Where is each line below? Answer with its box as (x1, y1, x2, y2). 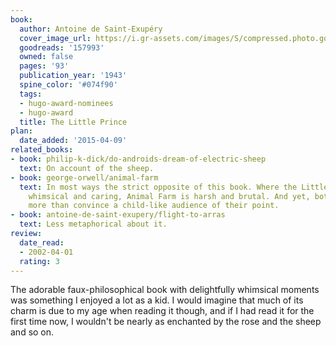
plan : (10, 126, 33, 136)
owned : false (19, 52, 74, 62)
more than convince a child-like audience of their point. (28, 201, 280, 211)
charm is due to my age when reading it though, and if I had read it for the (10, 305, 315, 317)
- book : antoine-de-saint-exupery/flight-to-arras (10, 210, 226, 220)
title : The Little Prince (19, 117, 128, 127)
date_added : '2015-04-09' (19, 136, 128, 146)
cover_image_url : (19, 33, 92, 43)
